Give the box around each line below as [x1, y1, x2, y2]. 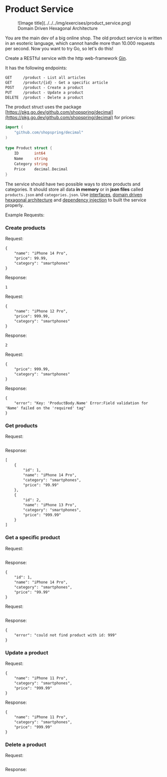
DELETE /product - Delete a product [5, 95, 84, 100]
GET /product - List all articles [5, 75, 86, 80]
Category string [14, 161, 48, 166]
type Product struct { [5, 146, 52, 151]
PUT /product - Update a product [5, 90, 84, 95]
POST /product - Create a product [5, 85, 84, 90]
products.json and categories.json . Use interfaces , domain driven [5, 191, 143, 197]
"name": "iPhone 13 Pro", [23, 502, 77, 508]
